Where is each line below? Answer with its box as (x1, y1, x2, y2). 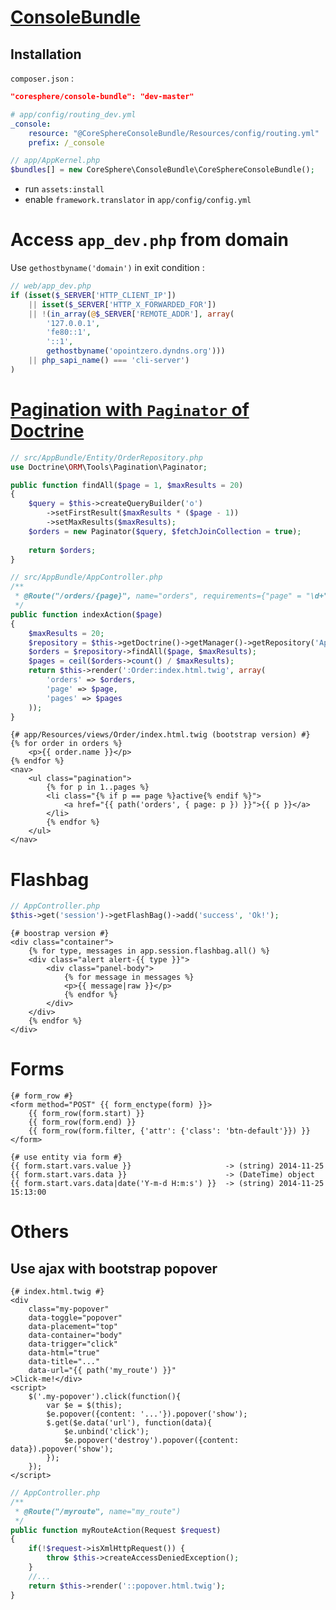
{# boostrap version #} (10, 929, 110, 939)
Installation (10, 46, 82, 63)
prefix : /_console (28, 137, 105, 148)
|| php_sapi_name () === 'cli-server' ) (28, 356, 190, 366)
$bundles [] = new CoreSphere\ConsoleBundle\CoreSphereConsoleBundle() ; (10, 165, 315, 175)
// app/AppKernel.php (10, 156, 101, 166)
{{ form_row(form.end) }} (28, 1117, 137, 1127)
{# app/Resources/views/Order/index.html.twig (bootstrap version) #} (10, 730, 311, 740)
